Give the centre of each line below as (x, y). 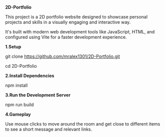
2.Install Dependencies (30, 76)
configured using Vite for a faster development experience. (66, 37)
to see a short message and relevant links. (49, 129)
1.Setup (13, 47)
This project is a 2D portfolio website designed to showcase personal (76, 17)
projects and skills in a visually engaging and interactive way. (68, 22)
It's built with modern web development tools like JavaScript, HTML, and (80, 32)
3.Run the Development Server (38, 95)
